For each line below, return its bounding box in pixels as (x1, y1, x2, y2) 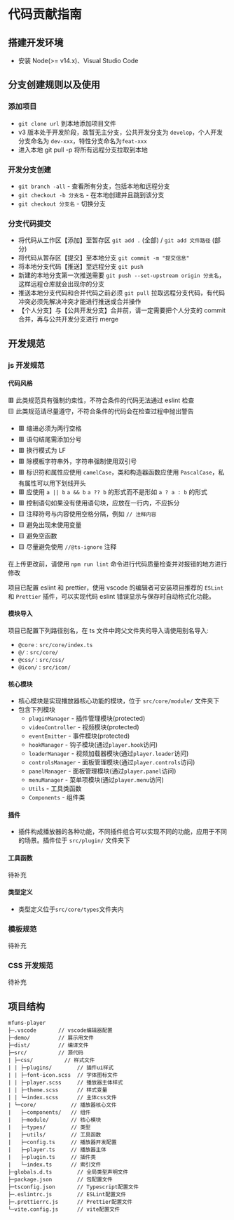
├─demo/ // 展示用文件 (8, 1035, 94, 1042)
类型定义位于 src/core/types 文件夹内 (18, 905, 125, 913)
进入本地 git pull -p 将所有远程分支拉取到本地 (18, 145, 148, 154)
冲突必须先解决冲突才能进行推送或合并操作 (18, 298, 142, 306)
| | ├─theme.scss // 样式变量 (8, 1087, 108, 1094)
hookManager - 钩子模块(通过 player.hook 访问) (28, 741, 158, 749)
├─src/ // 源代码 (8, 1049, 83, 1056)
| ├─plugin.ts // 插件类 (8, 1154, 97, 1161)
